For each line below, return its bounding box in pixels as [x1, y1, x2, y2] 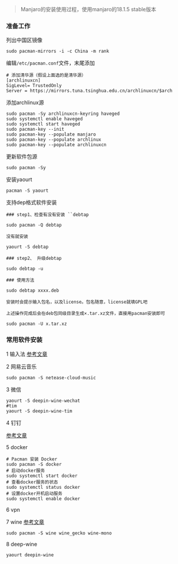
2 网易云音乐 [6, 363, 37, 370]
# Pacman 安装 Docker [6, 456, 58, 462]
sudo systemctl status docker [6, 484, 81, 490]
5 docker [6, 443, 28, 450]
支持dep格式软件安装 [6, 199, 57, 206]
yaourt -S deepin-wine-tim [6, 408, 72, 414]
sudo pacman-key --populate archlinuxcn [6, 142, 107, 148]
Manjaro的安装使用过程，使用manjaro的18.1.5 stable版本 [20, 6, 157, 12]
